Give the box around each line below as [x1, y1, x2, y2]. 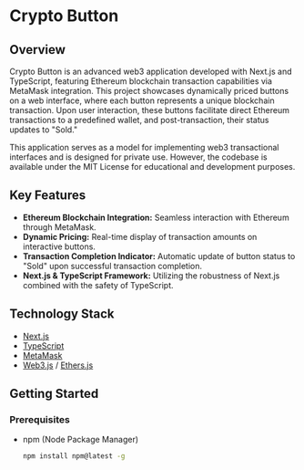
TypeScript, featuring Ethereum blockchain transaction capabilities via [9, 76, 273, 87]
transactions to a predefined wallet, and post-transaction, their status [9, 115, 269, 125]
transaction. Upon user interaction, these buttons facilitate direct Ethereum [9, 105, 289, 115]
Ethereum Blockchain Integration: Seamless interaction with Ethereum [22, 212, 289, 223]
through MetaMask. [22, 221, 97, 233]
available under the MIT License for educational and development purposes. [9, 162, 296, 172]
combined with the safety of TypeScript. [22, 279, 175, 290]
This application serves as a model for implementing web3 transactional [9, 142, 279, 152]
